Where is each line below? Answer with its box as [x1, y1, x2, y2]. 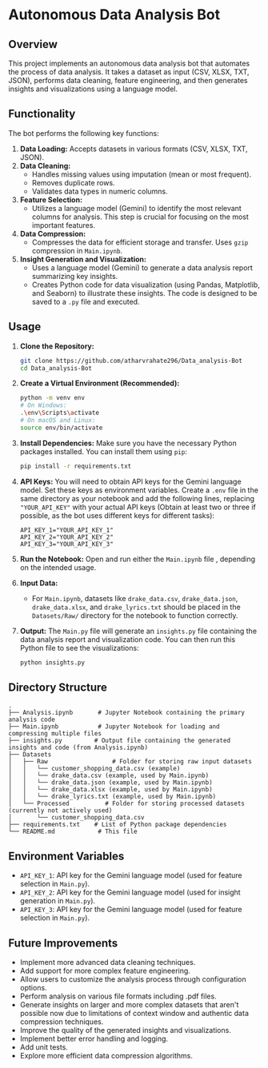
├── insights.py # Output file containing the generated [8, 737, 230, 745]
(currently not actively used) [8, 807, 113, 815]
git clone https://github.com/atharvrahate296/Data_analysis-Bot [19, 357, 242, 365]
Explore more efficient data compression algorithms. [19, 1050, 194, 1060]
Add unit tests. [19, 1042, 68, 1052]
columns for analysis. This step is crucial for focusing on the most [31, 212, 250, 221]
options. [19, 982, 47, 992]
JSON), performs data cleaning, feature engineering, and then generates [8, 76, 248, 85]
